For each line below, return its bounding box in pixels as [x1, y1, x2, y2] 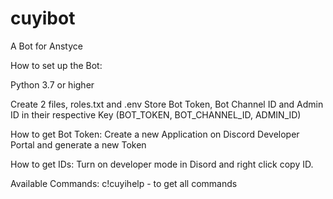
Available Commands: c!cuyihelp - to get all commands [10, 177, 238, 189]
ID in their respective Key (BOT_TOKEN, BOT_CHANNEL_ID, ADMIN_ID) [10, 108, 302, 121]
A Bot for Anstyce [10, 40, 83, 52]
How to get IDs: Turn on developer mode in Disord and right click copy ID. [10, 158, 314, 170]
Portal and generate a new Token [10, 138, 147, 151]
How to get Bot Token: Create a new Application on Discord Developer [10, 128, 300, 140]
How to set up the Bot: [10, 59, 103, 71]
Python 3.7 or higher [10, 78, 95, 91]
